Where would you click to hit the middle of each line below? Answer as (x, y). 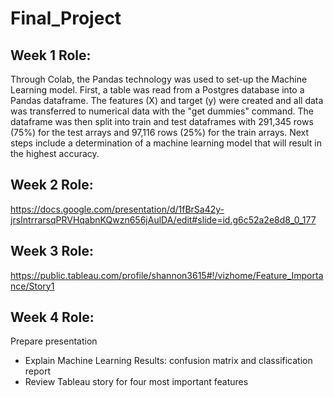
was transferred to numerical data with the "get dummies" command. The (162, 111)
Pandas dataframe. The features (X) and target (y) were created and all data (167, 100)
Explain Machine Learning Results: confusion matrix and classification (168, 361)
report (38, 371)
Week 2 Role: (52, 185)
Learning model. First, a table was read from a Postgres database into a (157, 90)
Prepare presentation (54, 341)
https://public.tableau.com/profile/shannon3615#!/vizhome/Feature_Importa (167, 275)
